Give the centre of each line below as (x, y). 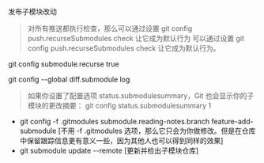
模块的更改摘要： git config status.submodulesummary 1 (119, 106)
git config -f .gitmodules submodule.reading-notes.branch (115, 121)
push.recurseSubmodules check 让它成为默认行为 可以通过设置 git (136, 38)
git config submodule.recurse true (64, 64)
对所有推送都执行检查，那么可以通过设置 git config (110, 28)
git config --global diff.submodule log (69, 79)
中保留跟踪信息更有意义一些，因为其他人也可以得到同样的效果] (121, 140)
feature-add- (233, 121)
